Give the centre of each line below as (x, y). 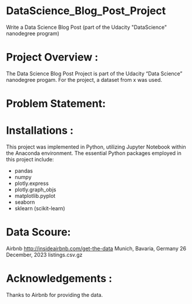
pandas (24, 171)
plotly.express (31, 183)
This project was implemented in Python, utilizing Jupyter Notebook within (96, 147)
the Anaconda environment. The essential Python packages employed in (94, 153)
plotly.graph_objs (36, 189)
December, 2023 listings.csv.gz (44, 255)
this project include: (30, 159)
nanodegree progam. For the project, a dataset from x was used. (84, 80)
